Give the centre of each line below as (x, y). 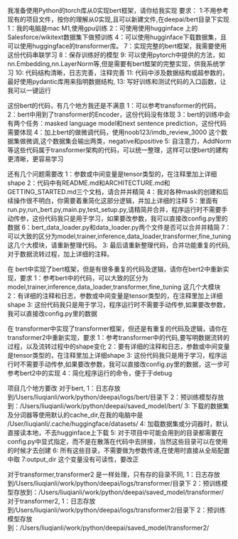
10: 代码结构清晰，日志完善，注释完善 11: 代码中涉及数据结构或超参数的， (122, 73)
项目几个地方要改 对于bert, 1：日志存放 (64, 388)
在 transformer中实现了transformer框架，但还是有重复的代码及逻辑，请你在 (118, 329)
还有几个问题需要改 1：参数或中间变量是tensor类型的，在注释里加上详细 (112, 174)
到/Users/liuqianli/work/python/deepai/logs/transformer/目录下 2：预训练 (114, 483)
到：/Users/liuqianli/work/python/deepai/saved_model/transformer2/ (108, 528)
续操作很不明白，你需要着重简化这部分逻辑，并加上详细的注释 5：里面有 (113, 201)
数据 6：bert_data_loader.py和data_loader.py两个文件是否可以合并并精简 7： (119, 227)
